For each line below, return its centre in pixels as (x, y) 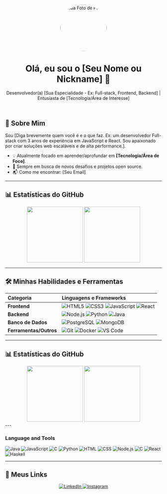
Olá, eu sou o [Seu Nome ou (83, 69)
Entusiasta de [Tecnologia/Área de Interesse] (83, 98)
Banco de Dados (27, 323)
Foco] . (19, 161)
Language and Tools (30, 438)
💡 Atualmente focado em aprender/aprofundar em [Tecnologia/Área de (86, 155)
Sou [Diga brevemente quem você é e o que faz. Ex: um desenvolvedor (78, 135)
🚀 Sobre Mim (25, 123)
